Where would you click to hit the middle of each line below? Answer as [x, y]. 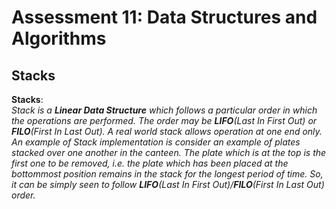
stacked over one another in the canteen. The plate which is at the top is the [169, 152]
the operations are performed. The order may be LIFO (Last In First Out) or [164, 120]
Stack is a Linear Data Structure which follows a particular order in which [164, 110]
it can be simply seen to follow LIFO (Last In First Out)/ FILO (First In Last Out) [168, 184]
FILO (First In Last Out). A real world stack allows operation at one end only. [167, 131]
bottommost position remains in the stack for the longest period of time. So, [167, 174]
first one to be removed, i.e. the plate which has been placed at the [150, 163]
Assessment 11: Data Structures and [164, 17]
